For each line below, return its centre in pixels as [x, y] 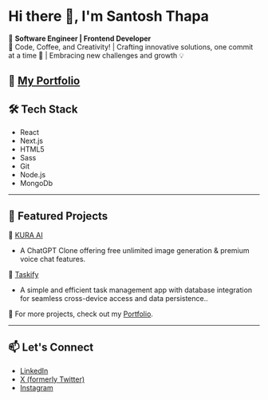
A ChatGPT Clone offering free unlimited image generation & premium [134, 250]
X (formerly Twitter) [52, 379]
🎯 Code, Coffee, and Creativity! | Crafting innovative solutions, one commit [131, 46]
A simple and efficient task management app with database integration [136, 290]
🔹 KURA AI [26, 235]
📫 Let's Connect [51, 348]
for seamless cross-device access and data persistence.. [114, 298]
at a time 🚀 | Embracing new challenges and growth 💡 [97, 55]
